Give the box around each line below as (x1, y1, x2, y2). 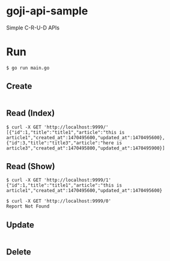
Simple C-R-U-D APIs (6, 24, 60, 31)
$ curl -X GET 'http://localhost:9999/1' (6, 177, 112, 184)
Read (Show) (6, 161, 55, 172)
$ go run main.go (6, 65, 50, 71)
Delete (6, 247, 31, 257)
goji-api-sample (6, 4, 88, 18)
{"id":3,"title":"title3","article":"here (6, 140, 114, 146)
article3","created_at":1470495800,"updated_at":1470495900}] (6, 145, 165, 151)
